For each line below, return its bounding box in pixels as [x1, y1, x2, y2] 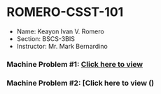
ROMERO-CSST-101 [6, 4, 124, 20]
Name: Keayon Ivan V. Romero [16, 27, 104, 36]
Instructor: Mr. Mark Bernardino [16, 42, 108, 50]
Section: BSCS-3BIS [16, 34, 75, 42]
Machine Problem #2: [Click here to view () [6, 78, 155, 88]
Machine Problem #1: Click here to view [6, 59, 143, 69]
